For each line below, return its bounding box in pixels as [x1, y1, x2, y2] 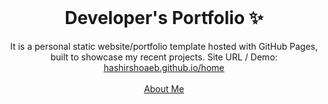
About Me [143, 82, 185, 95]
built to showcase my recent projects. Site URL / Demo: [50, 51, 278, 63]
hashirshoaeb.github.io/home [103, 61, 225, 73]
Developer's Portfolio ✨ [64, 7, 264, 30]
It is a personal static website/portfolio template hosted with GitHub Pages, [9, 40, 319, 52]
